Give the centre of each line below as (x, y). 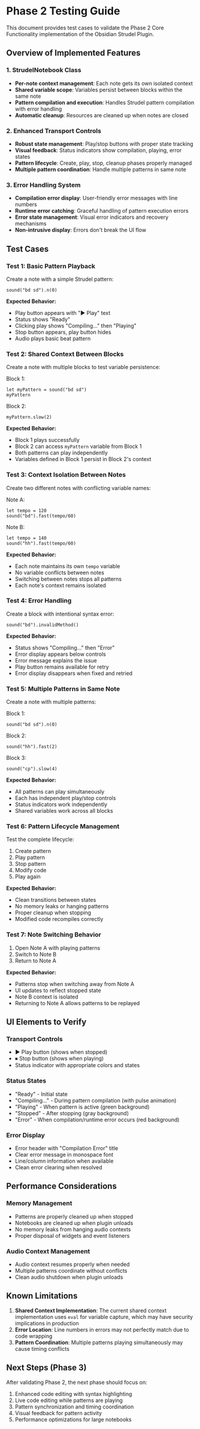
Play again (28, 877)
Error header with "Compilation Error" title (66, 1148)
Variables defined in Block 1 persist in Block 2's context (83, 459)
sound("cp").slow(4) (32, 769)
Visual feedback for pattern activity (58, 1413)
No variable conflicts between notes (60, 572)
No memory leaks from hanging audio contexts (73, 1229)
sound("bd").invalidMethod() (43, 625)
